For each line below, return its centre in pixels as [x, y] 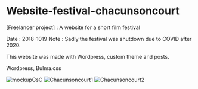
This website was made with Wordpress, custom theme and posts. [88, 56]
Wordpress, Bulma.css [34, 68]
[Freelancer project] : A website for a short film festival [73, 27]
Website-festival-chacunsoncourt [93, 11]
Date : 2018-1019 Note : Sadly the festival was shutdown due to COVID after [99, 39]
